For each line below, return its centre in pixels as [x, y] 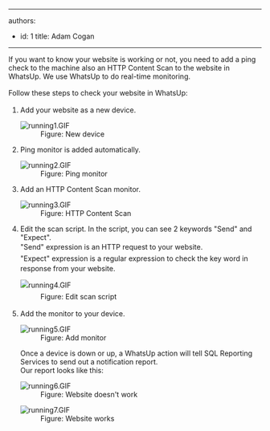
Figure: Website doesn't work [89, 394]
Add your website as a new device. [78, 110]
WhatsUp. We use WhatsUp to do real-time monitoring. [100, 76]
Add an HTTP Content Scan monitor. [80, 189]
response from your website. [67, 269]
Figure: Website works [77, 418]
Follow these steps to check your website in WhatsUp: [98, 93]
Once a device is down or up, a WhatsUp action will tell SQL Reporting [136, 353]
